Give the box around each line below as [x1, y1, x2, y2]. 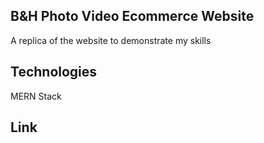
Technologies [10, 64, 98, 81]
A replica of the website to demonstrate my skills [10, 34, 212, 46]
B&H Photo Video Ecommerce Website [10, 8, 255, 25]
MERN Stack [10, 90, 62, 102]
